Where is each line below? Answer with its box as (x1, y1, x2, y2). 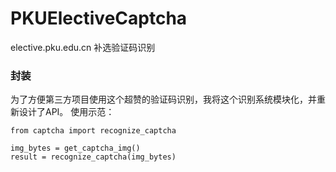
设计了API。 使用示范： (18, 106, 115, 118)
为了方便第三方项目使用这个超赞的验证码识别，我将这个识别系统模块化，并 (10, 93, 317, 106)
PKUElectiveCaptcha (10, 7, 188, 30)
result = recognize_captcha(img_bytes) (10, 152, 177, 162)
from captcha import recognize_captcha (10, 126, 177, 136)
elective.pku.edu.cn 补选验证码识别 (10, 41, 156, 53)
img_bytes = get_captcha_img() (10, 143, 141, 154)
